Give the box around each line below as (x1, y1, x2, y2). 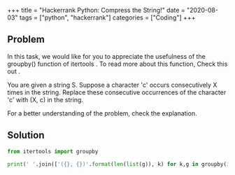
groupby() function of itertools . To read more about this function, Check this (7, 59, 228, 68)
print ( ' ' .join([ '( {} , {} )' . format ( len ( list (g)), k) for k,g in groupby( (7, 160, 227, 167)
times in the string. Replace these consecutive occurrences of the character (7, 87, 227, 97)
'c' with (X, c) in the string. (7, 95, 84, 104)
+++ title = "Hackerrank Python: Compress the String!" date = (7, 6, 185, 14)
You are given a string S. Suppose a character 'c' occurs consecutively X (7, 80, 218, 89)
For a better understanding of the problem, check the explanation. (7, 108, 197, 118)
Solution (7, 129, 45, 141)
